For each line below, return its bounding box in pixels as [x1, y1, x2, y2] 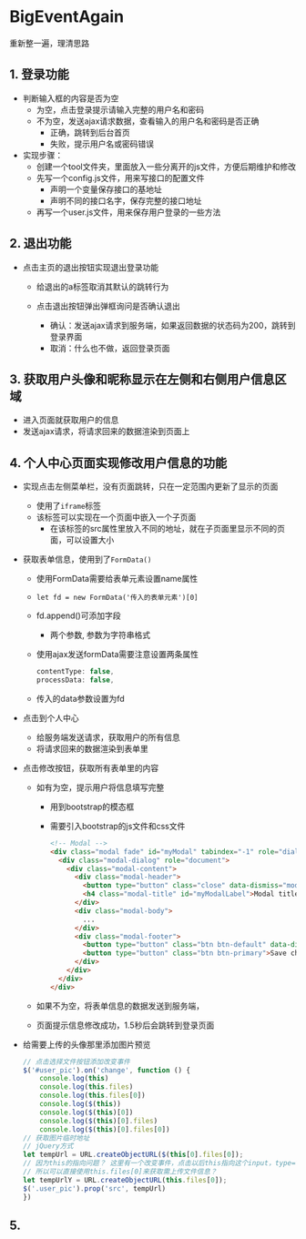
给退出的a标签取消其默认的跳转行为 [36, 280, 169, 292]
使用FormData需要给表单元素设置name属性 [36, 574, 199, 584]
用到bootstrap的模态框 [49, 801, 135, 812]
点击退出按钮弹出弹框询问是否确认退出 [36, 300, 180, 311]
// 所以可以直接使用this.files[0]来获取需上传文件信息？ [22, 1167, 218, 1176]
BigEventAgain [9, 6, 125, 27]
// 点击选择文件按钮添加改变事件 [22, 1057, 130, 1066]
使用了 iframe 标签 [36, 501, 102, 512]
